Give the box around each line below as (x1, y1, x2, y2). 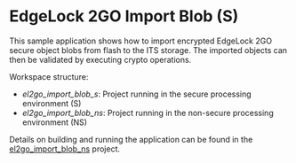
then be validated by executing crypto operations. (9, 54, 192, 65)
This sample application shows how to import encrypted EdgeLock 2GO (9, 35, 273, 46)
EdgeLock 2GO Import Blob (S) (9, 6, 239, 27)
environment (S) (21, 97, 82, 108)
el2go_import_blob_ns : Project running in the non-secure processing (21, 107, 274, 118)
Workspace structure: (9, 71, 89, 81)
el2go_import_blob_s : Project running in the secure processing (21, 89, 252, 99)
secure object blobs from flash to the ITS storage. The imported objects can (9, 44, 287, 55)
